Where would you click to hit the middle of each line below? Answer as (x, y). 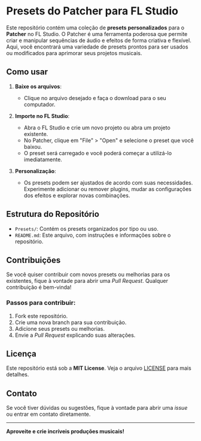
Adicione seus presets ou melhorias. (60, 328)
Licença (22, 354)
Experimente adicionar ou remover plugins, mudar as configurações (107, 189)
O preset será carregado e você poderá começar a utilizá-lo (98, 153)
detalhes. (18, 374)
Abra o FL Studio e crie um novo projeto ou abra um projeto (97, 128)
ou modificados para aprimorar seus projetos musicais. (74, 53)
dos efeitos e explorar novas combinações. (77, 195)
